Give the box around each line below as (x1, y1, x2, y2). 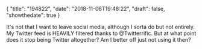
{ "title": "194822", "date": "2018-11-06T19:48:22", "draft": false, (6, 5, 165, 12)
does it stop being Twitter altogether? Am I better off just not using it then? (6, 36, 191, 43)
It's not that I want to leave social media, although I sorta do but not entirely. (6, 24, 195, 30)
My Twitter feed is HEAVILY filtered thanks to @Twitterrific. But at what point (6, 30, 197, 37)
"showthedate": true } (6, 11, 60, 19)
